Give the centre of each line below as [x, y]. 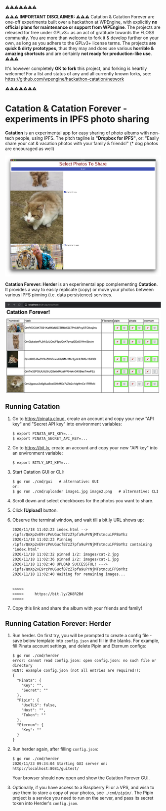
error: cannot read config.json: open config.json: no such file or [84, 661]
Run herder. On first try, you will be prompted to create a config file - [82, 636]
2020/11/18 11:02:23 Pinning [42, 540]
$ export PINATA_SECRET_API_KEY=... [50, 438]
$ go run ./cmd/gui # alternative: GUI [55, 482]
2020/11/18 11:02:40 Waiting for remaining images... [69, 574]
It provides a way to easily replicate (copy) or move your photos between [80, 289]
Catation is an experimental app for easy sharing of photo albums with [77, 133]
